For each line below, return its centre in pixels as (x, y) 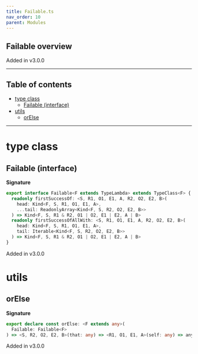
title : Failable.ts (30, 11)
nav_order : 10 (24, 17)
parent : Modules (26, 22)
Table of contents (39, 84)
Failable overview (39, 46)
